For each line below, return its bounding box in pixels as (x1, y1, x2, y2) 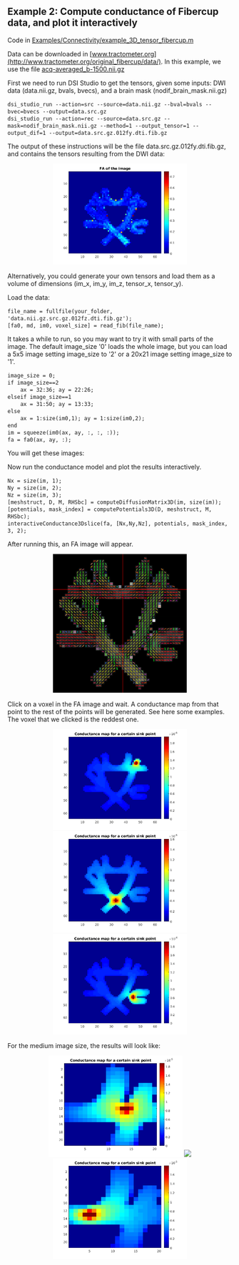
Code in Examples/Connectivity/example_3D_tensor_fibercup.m (7, 36, 194, 44)
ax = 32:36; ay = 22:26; (20, 387, 94, 394)
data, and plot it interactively (7, 17, 138, 29)
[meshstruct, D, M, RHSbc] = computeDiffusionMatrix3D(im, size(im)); (7, 499, 222, 506)
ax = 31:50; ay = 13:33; (20, 401, 94, 408)
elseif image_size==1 (7, 394, 72, 401)
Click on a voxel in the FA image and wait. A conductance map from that (7, 699, 219, 708)
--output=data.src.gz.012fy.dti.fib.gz (49, 129, 168, 136)
